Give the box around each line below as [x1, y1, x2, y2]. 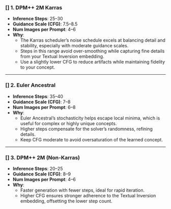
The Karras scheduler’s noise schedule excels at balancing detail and [20, 37, 165, 43]
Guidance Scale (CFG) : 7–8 [12, 99, 71, 105]
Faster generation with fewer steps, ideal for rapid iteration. [20, 187, 145, 193]
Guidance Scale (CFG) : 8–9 [12, 171, 71, 177]
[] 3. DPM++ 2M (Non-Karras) [5, 154, 80, 161]
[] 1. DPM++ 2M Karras [5, 4, 63, 11]
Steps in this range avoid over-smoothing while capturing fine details [20, 48, 165, 54]
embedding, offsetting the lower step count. [20, 198, 113, 204]
